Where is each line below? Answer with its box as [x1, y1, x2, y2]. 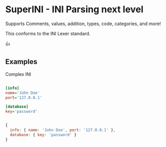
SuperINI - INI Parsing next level [5, 4, 143, 15]
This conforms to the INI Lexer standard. [5, 30, 91, 36]
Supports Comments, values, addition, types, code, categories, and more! [5, 20, 161, 27]
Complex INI [5, 71, 32, 77]
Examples [5, 57, 37, 66]
